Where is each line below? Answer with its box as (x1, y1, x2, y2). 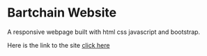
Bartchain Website (7, 5, 117, 21)
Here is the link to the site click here (7, 41, 110, 49)
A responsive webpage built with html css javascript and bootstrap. (7, 28, 201, 36)
